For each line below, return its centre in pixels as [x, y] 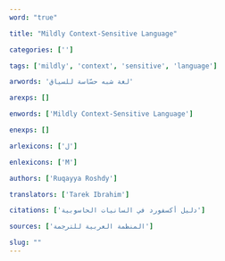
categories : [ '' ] [42, 50]
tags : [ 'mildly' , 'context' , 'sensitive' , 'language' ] [113, 66]
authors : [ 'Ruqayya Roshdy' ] [63, 178]
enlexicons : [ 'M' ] [43, 162]
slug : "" [25, 243]
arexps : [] [29, 98]
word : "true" [33, 17]
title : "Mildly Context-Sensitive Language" [93, 33]
